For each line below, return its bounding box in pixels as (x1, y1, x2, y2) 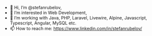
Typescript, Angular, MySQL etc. (9, 20, 77, 26)
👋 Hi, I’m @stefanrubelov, (9, 5, 62, 10)
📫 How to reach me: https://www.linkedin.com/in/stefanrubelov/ (9, 26, 143, 31)
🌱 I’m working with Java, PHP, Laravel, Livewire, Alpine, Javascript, (9, 15, 148, 20)
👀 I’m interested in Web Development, (9, 10, 87, 16)
